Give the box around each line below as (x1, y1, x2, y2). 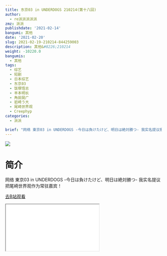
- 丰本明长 (9, 90, 29, 95)
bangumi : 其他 (5, 30, 33, 35)
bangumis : (5, 53, 26, 59)
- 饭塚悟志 (9, 85, 29, 91)
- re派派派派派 (9, 16, 37, 21)
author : (5, 12, 21, 17)
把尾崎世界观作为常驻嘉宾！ (5, 183, 62, 189)
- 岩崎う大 (9, 100, 29, 105)
